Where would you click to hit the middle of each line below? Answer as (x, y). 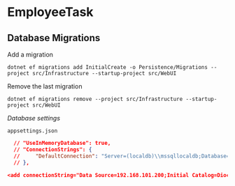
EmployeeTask (50, 12)
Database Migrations (54, 38)
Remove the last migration (45, 86)
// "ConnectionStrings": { (53, 149)
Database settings (34, 118)
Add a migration (30, 54)
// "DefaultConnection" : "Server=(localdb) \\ (87, 156)
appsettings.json (33, 131)
